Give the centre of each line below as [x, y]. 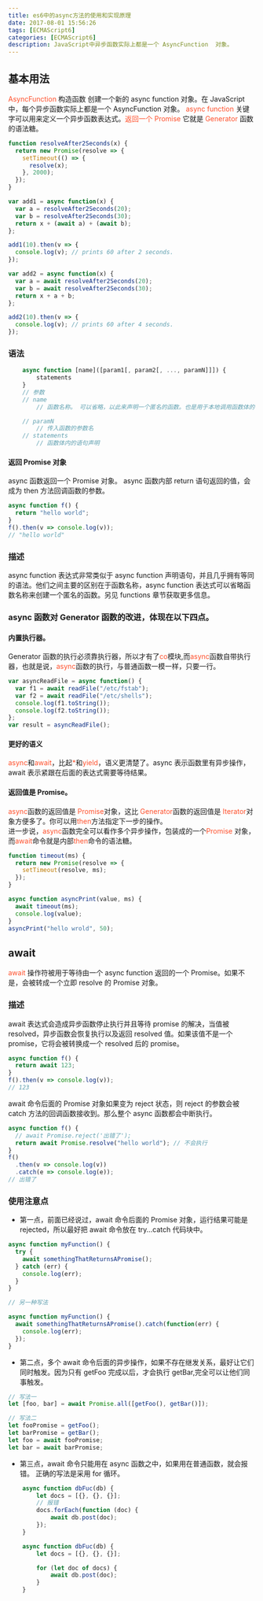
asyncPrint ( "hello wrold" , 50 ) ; [61, 928]
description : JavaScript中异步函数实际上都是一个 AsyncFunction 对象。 [121, 45]
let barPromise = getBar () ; [54, 1433]
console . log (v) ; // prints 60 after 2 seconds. [95, 253]
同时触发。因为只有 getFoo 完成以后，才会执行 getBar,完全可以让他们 [131, 1372]
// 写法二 [22, 1418]
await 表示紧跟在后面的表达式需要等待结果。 [80, 773]
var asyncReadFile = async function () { [75, 682]
